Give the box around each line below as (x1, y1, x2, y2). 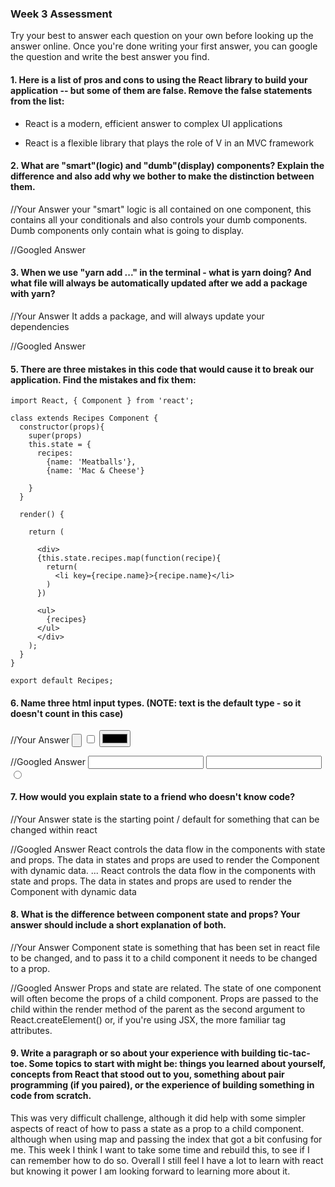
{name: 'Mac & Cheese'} (46, 466, 145, 476)
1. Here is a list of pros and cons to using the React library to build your (10, 73, 308, 86)
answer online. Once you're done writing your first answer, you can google (10, 40, 318, 52)
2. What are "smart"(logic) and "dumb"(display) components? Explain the (10, 160, 325, 172)
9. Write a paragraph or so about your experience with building (10, 1047, 277, 1059)
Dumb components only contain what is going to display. (10, 224, 244, 236)
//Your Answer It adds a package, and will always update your (10, 310, 265, 322)
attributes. (10, 1024, 53, 1036)
